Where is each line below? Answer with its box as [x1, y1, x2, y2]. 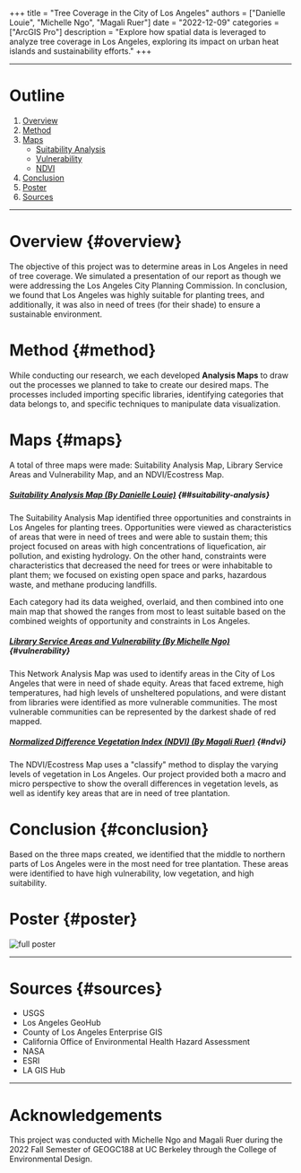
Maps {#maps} [9, 430, 123, 450]
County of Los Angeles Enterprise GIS [21, 1027, 163, 1037]
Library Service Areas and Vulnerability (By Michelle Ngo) [9, 636, 230, 647]
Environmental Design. [9, 1153, 92, 1165]
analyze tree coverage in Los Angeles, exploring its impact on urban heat [9, 36, 279, 47]
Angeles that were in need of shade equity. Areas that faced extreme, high [9, 678, 284, 688]
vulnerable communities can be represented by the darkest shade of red [9, 706, 277, 717]
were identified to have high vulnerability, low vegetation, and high [9, 868, 254, 879]
